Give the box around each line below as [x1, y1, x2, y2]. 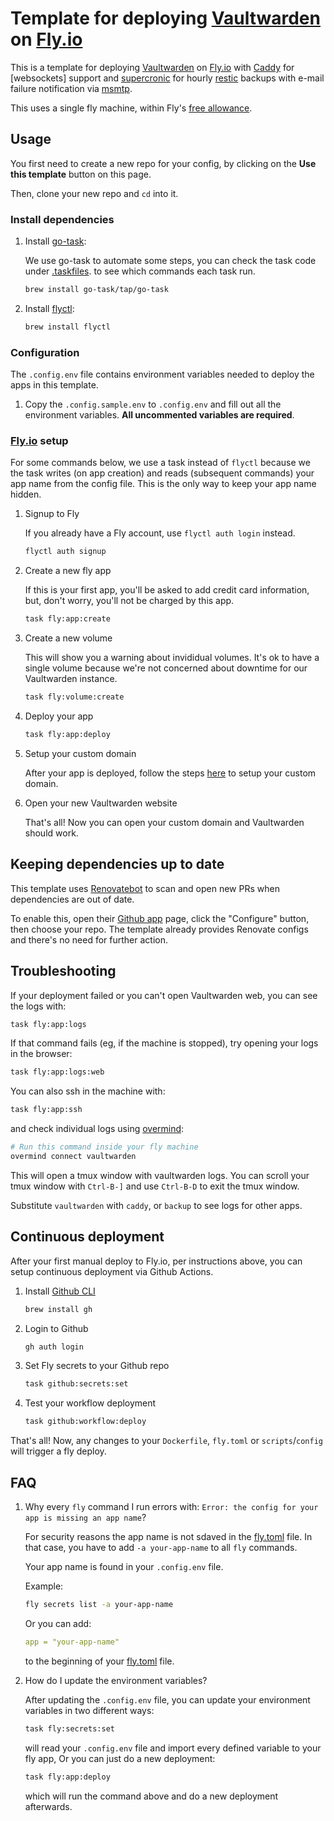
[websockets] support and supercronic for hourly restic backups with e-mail [10, 72, 325, 84]
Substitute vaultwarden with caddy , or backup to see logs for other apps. [10, 1199, 303, 1211]
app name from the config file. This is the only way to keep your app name [10, 478, 317, 490]
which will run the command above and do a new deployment [24, 1790, 279, 1802]
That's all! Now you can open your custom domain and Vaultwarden [24, 816, 305, 828]
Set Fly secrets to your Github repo [24, 1360, 170, 1372]
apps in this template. [10, 379, 99, 391]
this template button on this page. [10, 168, 152, 180]
